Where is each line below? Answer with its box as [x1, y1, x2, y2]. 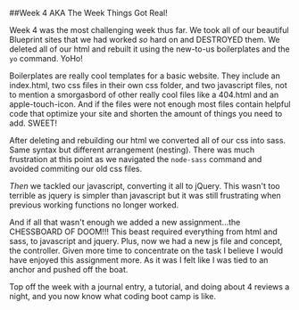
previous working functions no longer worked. [9, 200, 179, 210]
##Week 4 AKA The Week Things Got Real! [9, 8, 168, 18]
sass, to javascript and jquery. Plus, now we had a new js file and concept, [9, 236, 283, 246]
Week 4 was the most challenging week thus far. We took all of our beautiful [9, 25, 289, 35]
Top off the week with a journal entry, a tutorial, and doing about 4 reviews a [9, 281, 290, 292]
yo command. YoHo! [9, 53, 83, 63]
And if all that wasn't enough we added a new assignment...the [9, 217, 241, 227]
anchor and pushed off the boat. [9, 265, 129, 274]
